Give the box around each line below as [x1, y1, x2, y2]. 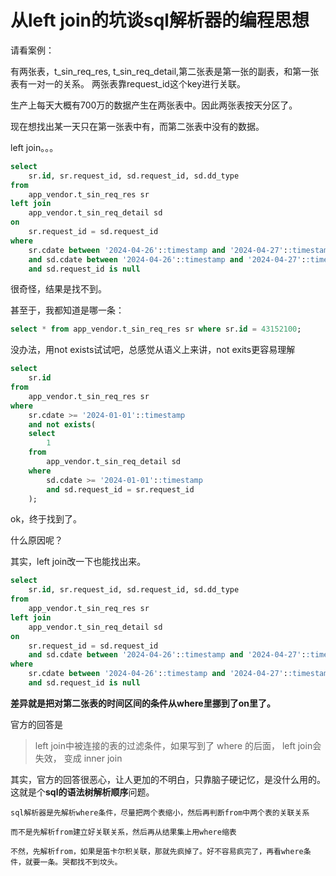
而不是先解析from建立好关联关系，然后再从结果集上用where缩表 [10, 827, 237, 837]
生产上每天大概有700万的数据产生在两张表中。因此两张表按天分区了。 [10, 99, 298, 111]
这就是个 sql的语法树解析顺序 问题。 [10, 786, 155, 798]
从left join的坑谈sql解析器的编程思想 [10, 9, 310, 32]
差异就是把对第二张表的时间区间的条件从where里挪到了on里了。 [10, 697, 276, 709]
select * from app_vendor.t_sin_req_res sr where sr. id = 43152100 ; [10, 324, 302, 335]
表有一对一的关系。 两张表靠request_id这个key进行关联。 [10, 77, 247, 90]
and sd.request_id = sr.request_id [46, 484, 195, 495]
